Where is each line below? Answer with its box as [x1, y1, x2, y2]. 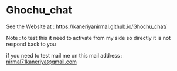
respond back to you [6, 40, 56, 48]
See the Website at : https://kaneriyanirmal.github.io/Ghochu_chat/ [6, 23, 167, 30]
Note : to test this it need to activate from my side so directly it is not [6, 34, 171, 41]
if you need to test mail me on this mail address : [6, 52, 123, 59]
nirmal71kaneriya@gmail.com [6, 58, 77, 65]
